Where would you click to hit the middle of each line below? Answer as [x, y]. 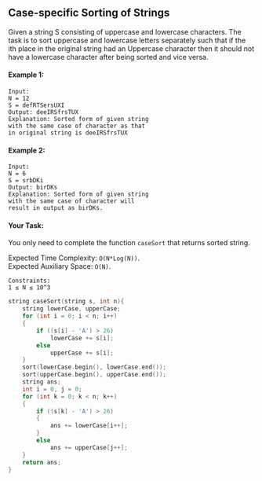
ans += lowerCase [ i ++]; [89, 426]
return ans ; [42, 462]
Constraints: [29, 281]
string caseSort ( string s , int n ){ [66, 302]
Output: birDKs [33, 188]
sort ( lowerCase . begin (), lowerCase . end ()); [95, 367]
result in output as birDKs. [56, 208]
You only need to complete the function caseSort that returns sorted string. [129, 243]
